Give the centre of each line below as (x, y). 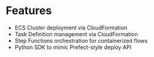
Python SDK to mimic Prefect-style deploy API (73, 47)
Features (29, 11)
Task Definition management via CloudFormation (76, 34)
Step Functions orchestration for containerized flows (81, 40)
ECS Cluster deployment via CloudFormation (71, 28)
